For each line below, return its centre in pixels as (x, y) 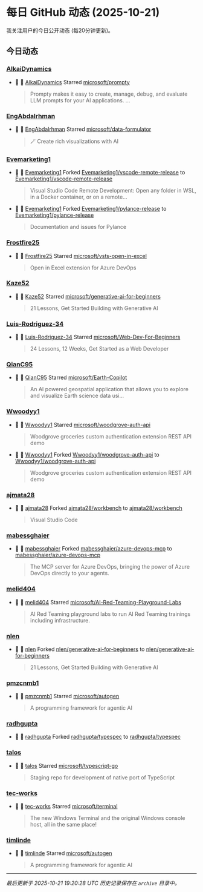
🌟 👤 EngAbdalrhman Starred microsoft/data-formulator (83, 129)
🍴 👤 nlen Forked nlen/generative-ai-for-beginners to (80, 649)
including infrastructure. (60, 620)
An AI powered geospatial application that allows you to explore (109, 389)
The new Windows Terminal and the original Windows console (108, 818)
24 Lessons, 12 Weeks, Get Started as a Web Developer (99, 349)
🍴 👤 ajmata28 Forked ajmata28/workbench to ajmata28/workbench (98, 508)
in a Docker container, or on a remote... (79, 197)
